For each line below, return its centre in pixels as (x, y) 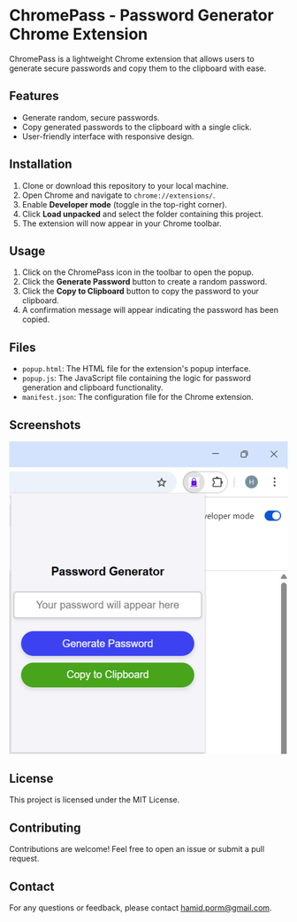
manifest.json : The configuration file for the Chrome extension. (137, 397)
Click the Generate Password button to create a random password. (145, 282)
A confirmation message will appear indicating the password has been (150, 310)
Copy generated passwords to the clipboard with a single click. (137, 127)
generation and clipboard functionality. (92, 387)
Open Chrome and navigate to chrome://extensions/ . (118, 195)
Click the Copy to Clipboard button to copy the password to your (140, 291)
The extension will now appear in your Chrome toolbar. (122, 223)
